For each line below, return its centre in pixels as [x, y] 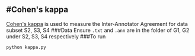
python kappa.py [26, 47]
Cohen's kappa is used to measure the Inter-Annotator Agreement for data [97, 24]
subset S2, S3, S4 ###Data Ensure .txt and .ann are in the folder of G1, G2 [98, 30]
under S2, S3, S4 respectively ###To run [56, 36]
